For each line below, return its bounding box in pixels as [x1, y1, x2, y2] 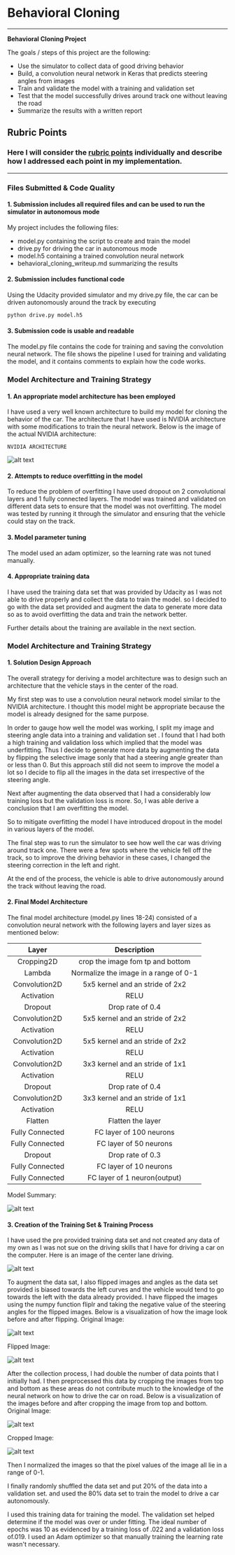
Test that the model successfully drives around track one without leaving [17, 91, 227, 99]
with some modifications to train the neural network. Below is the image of [7, 422, 222, 431]
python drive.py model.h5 [7, 312, 83, 319]
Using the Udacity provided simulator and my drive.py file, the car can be [7, 291, 218, 299]
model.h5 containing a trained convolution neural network [17, 251, 184, 260]
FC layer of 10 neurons [97, 1162, 173, 1171]
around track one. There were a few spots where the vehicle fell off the [7, 846, 212, 854]
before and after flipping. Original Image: [7, 1315, 124, 1324]
